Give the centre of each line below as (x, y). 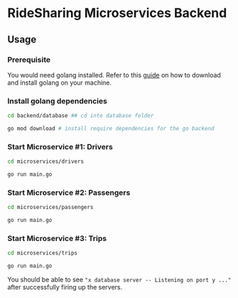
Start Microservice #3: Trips (57, 238)
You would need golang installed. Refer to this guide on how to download (114, 75)
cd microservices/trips (43, 253)
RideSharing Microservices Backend (117, 13)
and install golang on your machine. (60, 83)
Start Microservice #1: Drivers (60, 147)
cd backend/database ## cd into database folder (81, 116)
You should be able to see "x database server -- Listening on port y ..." (119, 280)
